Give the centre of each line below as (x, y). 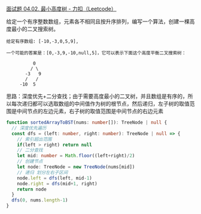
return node (32, 189)
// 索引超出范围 (34, 139)
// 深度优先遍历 (29, 128)
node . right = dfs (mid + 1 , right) (57, 184)
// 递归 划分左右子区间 (42, 172)
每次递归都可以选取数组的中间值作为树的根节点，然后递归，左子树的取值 (100, 104)
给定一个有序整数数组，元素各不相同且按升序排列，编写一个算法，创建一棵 (98, 22)
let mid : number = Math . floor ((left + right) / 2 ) (76, 156)
